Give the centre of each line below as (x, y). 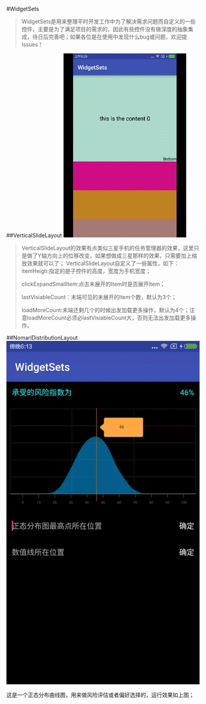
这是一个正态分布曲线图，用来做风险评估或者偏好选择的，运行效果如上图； (100, 695)
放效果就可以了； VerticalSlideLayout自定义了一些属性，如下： (100, 263)
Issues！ (32, 44)
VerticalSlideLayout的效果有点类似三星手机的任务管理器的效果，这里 (108, 248)
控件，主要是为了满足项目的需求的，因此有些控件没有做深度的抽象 (105, 29)
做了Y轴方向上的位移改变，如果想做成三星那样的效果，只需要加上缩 (112, 256)
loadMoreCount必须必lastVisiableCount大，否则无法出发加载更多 (109, 318)
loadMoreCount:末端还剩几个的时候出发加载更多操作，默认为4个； (105, 310)
